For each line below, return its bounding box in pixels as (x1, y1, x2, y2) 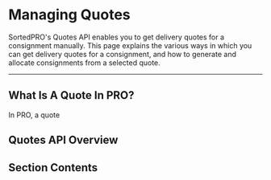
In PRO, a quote (8, 110, 60, 120)
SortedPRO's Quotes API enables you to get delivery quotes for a (8, 32, 224, 42)
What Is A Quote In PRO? (8, 88, 135, 102)
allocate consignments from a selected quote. (8, 58, 161, 67)
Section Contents (8, 161, 98, 174)
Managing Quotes (8, 6, 131, 24)
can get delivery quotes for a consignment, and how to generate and (8, 49, 236, 59)
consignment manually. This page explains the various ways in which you (8, 40, 252, 50)
